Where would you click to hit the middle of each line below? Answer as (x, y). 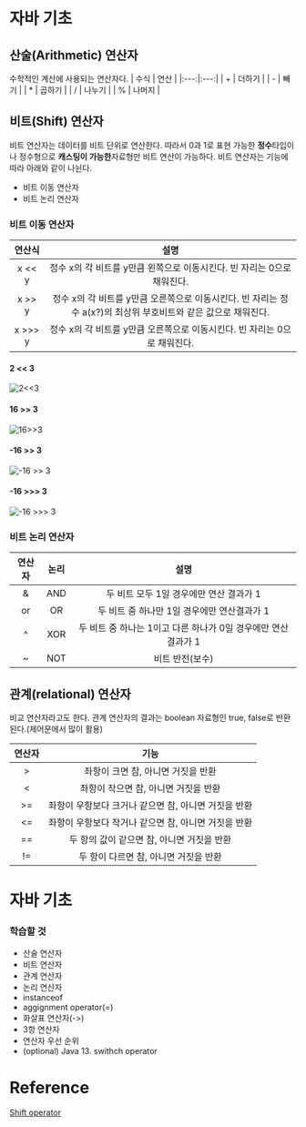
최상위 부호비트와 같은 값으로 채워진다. (192, 312)
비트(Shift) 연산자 (57, 122)
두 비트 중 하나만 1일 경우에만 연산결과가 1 (184, 611)
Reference (49, 1087)
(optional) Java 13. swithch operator (90, 1051)
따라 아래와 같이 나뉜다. (51, 168)
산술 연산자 (42, 953)
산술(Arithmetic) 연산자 (74, 55)
